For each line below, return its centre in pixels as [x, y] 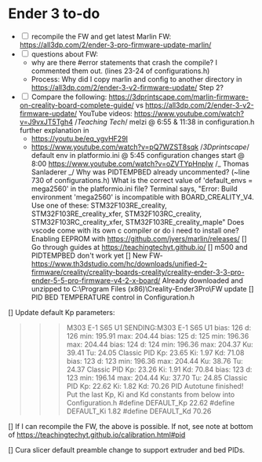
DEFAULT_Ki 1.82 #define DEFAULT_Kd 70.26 [139, 411]
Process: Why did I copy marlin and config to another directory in [136, 79]
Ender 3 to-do [54, 14]
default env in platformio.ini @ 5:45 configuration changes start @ [138, 155]
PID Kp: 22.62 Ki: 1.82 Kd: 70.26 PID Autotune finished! [155, 386]
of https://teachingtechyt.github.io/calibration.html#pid [97, 434]
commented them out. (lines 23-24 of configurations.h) [120, 71]
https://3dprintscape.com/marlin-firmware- [179, 97]
